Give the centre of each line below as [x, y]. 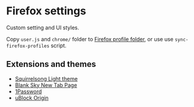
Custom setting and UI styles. [43, 27]
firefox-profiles [28, 46]
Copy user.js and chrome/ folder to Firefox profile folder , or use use [90, 39]
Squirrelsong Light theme [46, 78]
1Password [28, 91]
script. [59, 45]
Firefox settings [46, 11]
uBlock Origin [32, 97]
